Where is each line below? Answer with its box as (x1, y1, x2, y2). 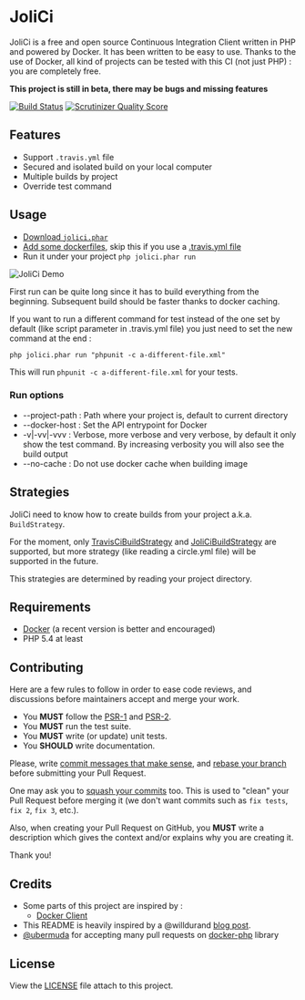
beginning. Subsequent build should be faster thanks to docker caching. (9, 295, 280, 306)
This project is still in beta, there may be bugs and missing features (9, 83, 269, 94)
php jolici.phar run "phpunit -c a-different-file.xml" (9, 350, 226, 359)
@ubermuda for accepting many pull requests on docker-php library (22, 930, 280, 941)
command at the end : (9, 333, 92, 344)
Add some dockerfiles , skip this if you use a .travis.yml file (22, 241, 241, 252)
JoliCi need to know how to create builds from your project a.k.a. (9, 509, 252, 520)
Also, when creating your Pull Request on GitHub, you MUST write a (9, 822, 264, 833)
